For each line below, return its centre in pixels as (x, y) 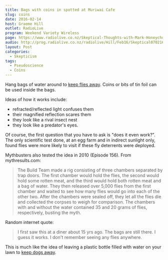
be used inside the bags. (30, 90)
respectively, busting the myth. (49, 212)
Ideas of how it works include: (36, 99)
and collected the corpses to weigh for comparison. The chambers (86, 202)
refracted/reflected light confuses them (53, 109)
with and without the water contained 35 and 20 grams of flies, (82, 207)
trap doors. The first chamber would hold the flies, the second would (88, 175)
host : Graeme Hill (24, 24)
